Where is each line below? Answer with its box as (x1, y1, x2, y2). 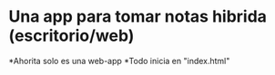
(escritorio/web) (8, 25, 135, 46)
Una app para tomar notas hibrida (8, 6, 268, 27)
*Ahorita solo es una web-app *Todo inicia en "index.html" (8, 55, 230, 66)
